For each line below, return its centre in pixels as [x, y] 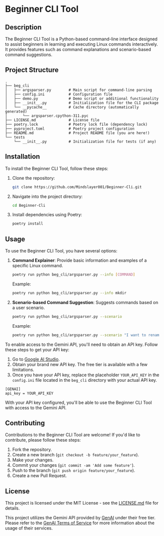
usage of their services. [29, 528]
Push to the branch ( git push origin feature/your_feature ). [74, 471]
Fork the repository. [32, 450]
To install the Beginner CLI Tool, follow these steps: [57, 169]
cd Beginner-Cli [29, 205]
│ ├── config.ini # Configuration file [59, 94]
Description [23, 27]
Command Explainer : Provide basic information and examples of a [79, 260]
